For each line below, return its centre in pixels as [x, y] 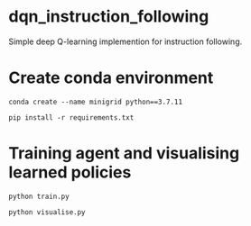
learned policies [70, 172]
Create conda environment [111, 78]
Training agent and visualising [124, 154]
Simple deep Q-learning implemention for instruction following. [125, 41]
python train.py [39, 196]
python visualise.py [47, 212]
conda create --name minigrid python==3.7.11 [95, 102]
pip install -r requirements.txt [71, 118]
